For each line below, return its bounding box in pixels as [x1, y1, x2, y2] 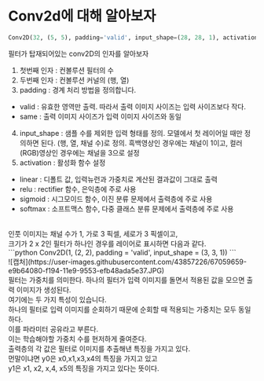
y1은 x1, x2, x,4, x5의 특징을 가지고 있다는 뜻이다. [8, 363, 159, 373]
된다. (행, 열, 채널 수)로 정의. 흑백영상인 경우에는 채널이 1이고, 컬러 [40, 138, 243, 148]
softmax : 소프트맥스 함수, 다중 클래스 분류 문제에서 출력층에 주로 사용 [19, 203, 234, 213]
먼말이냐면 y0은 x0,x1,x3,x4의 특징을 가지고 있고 [8, 354, 158, 363]
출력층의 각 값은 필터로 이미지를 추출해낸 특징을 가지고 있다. [8, 343, 191, 354]
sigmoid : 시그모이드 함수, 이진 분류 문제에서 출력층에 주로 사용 [19, 194, 213, 203]
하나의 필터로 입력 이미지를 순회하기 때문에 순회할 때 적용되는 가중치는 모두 [8, 304, 237, 314]
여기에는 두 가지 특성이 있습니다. [8, 295, 108, 304]
